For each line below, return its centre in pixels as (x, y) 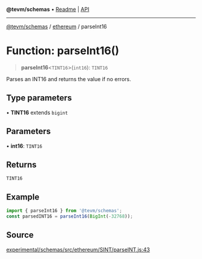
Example (23, 197)
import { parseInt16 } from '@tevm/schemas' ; (64, 211)
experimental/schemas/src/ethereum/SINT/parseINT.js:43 (78, 249)
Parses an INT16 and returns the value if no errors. (69, 79)
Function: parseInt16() (63, 51)
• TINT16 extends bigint (37, 112)
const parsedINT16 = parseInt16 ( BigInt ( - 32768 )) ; (70, 216)
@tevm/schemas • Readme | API (48, 9)
